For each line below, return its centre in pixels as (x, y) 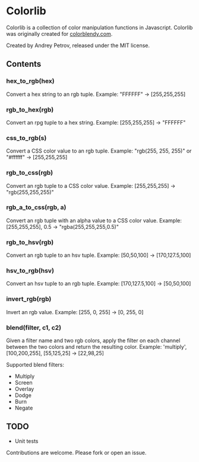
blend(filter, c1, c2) (34, 327)
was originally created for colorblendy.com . (59, 33)
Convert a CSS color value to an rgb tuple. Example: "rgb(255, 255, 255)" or (99, 151)
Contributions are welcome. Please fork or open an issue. (76, 452)
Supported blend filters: (35, 365)
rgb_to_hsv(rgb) (30, 242)
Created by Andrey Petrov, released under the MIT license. (78, 45)
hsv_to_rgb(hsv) (30, 271)
